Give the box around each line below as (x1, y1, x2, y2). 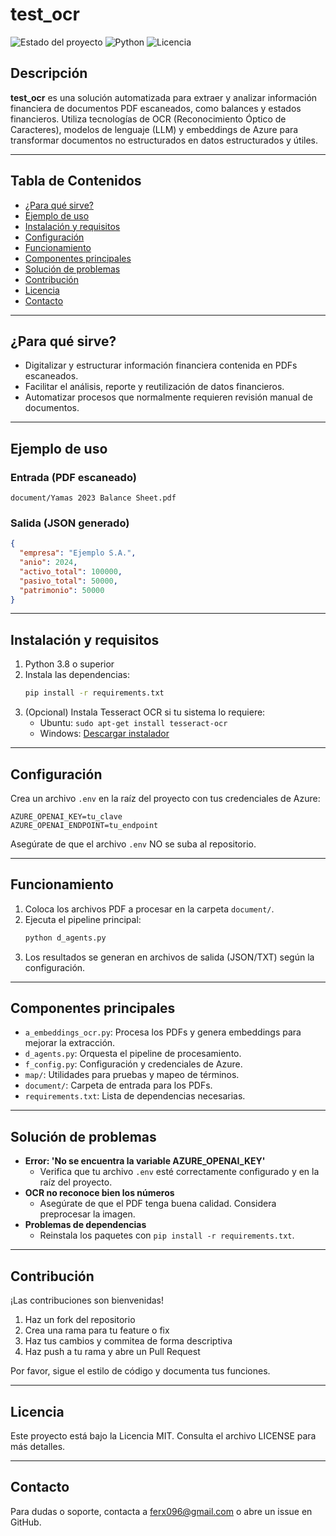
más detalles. (10, 1440, 66, 1452)
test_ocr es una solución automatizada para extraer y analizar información (10, 91, 318, 103)
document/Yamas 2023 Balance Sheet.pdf (10, 493, 177, 503)
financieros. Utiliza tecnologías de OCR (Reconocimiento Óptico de (10, 113, 287, 125)
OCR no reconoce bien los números (24, 1187, 175, 1199)
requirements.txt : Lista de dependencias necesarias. (24, 1090, 246, 1102)
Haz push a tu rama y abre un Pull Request (24, 1346, 201, 1358)
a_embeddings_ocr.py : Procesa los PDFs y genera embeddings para (24, 1026, 302, 1038)
